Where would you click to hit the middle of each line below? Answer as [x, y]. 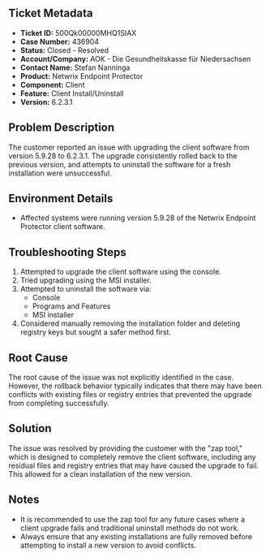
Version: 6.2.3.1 [46, 102]
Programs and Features [71, 306]
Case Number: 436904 [60, 41]
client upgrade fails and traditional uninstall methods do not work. [130, 528]
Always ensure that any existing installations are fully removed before [136, 536]
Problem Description [62, 128]
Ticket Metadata [51, 13]
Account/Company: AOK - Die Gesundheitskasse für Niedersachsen [135, 58]
